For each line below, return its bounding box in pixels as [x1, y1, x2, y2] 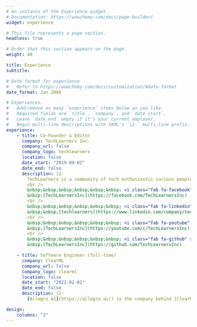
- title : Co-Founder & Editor [16, 133, 91, 139]
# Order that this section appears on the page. [6, 46, 127, 52]
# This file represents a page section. [6, 30, 107, 36]
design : [6, 306, 25, 312]
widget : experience [6, 19, 54, 25]
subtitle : [6, 68, 30, 73]
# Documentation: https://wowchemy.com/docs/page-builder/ [6, 14, 154, 20]
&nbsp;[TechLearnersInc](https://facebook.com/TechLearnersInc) [27, 193, 188, 198]
